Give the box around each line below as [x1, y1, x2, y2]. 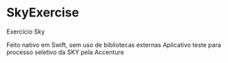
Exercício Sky [6, 27, 45, 36]
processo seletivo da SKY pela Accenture [6, 48, 125, 56]
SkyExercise [6, 5, 80, 21]
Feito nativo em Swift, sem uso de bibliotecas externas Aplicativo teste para [6, 40, 222, 49]
